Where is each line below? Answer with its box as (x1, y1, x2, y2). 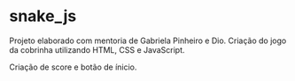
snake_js (9, 6, 77, 26)
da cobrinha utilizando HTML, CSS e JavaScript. (9, 44, 185, 55)
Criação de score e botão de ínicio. (9, 62, 137, 72)
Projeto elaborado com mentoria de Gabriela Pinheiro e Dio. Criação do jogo (9, 35, 287, 46)
